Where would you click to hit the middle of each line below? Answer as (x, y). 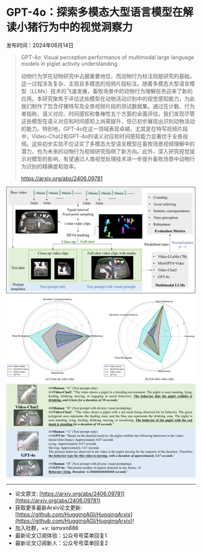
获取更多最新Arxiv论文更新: (48, 508)
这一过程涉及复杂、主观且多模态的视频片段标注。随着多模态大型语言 (105, 83)
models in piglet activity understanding (69, 63)
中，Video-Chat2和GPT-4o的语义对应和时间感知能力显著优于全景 (102, 136)
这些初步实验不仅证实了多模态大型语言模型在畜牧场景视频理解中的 (113, 144)
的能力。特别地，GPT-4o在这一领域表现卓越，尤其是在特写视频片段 (104, 129)
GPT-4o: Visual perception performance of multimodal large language (107, 57)
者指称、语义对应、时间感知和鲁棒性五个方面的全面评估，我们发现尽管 (108, 113)
